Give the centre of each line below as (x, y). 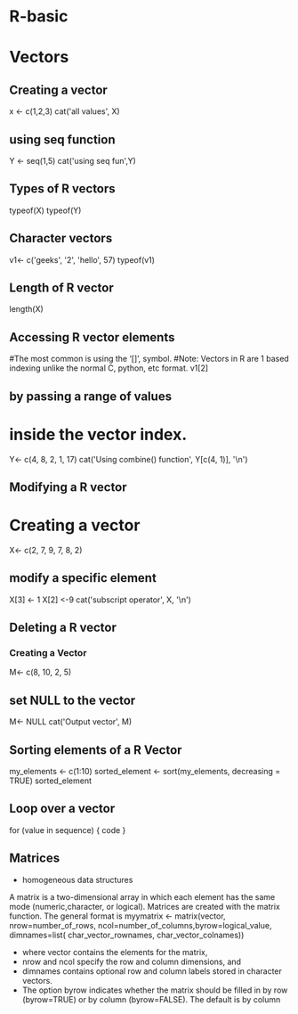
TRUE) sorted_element (50, 781)
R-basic (39, 16)
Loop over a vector (62, 809)
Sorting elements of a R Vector (96, 750)
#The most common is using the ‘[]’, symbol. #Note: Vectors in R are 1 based (149, 359)
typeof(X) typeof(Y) (45, 210)
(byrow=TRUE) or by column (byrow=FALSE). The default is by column (151, 999)
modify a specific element (83, 578)
